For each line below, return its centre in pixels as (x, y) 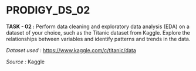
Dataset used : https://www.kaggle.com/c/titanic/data (71, 50)
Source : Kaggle (26, 62)
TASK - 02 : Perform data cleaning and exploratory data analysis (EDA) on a (98, 26)
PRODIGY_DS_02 (48, 10)
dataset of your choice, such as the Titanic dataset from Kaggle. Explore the (98, 32)
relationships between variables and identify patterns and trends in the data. (98, 39)
